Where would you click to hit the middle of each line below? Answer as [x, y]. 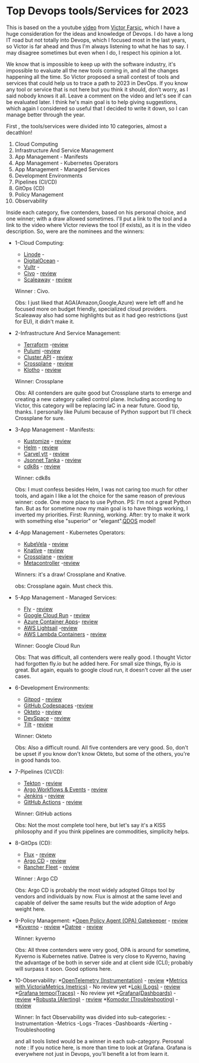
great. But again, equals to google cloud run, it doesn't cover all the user [103, 670]
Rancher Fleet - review [51, 867]
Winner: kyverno [35, 938]
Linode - [34, 254]
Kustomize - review [47, 441]
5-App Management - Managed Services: [66, 597]
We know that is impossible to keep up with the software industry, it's [91, 64]
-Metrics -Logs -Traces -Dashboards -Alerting [111, 1023]
